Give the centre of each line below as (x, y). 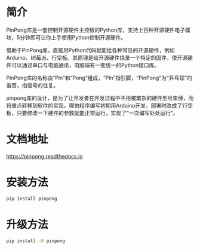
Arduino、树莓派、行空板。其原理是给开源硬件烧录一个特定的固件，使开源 (97, 57)
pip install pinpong (32, 199)
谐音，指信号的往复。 (32, 85)
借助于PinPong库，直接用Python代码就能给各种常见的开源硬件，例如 (90, 50)
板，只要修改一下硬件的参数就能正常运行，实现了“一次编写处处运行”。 (92, 113)
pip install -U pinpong (36, 241)
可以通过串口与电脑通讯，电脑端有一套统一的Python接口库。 (85, 65)
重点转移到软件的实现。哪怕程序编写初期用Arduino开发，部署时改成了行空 (102, 105)
